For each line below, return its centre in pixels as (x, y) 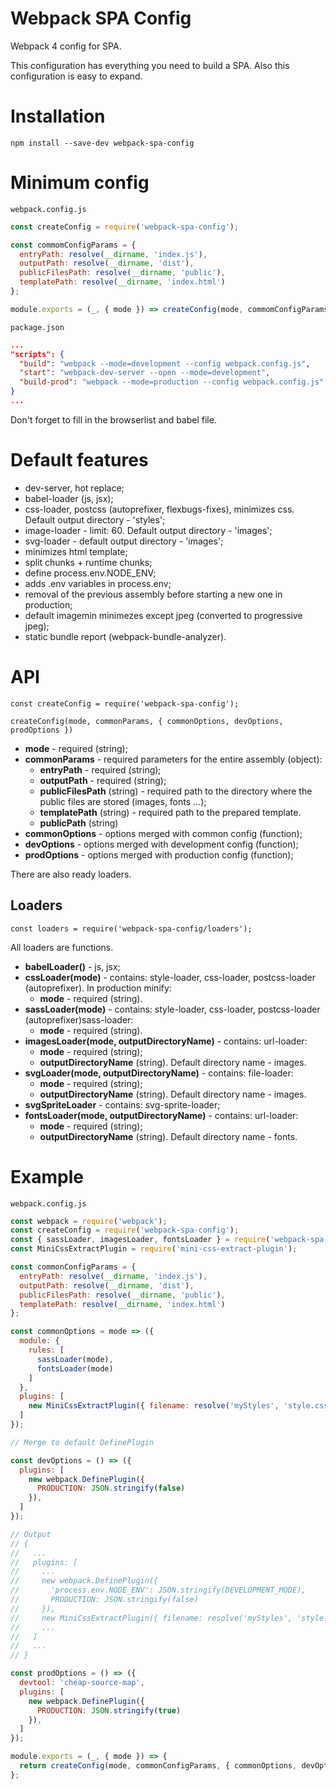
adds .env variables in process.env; (98, 583)
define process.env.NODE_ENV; (90, 573)
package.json (37, 327)
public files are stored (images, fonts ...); (123, 801)
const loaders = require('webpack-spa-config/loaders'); (131, 928)
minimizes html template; (76, 551)
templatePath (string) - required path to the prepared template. (170, 812)
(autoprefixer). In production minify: (98, 988)
